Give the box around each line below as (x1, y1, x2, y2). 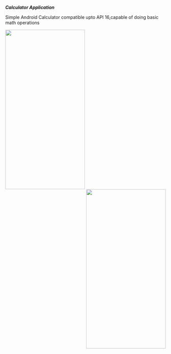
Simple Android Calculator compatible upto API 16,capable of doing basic (5, 14, 159, 20)
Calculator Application (5, 5, 55, 10)
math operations (5, 20, 40, 26)
